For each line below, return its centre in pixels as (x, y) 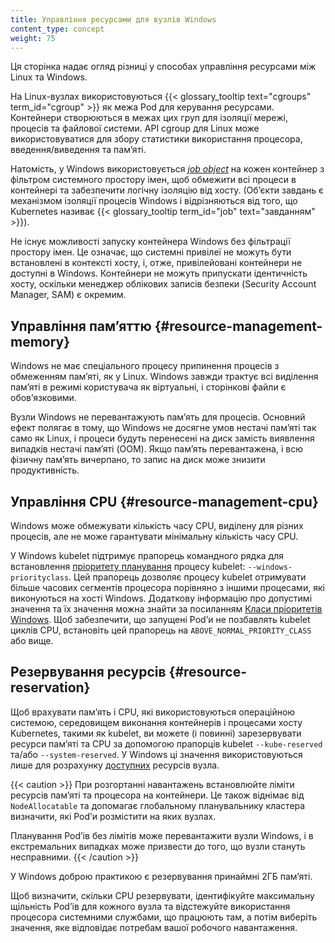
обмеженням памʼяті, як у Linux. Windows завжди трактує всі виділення (164, 377)
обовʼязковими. (43, 398)
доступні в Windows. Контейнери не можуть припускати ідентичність (159, 273)
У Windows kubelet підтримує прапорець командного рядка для (147, 555)
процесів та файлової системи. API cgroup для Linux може (135, 128)
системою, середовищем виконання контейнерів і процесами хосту (156, 722)
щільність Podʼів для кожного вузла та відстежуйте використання (150, 906)
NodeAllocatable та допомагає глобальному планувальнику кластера (158, 805)
